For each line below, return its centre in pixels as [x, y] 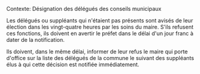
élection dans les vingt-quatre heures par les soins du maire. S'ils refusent [100, 27]
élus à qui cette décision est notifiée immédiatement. [73, 64]
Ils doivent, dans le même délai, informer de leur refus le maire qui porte [97, 52]
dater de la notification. [35, 40]
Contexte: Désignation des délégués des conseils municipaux [84, 9]
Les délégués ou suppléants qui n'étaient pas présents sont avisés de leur [100, 20]
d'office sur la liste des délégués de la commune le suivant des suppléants [100, 58]
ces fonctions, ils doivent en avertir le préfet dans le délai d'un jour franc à [100, 33]
